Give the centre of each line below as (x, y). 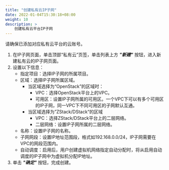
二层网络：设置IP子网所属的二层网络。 (75, 124)
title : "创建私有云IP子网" (31, 10)
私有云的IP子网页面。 (39, 61)
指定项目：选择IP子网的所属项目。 (55, 74)
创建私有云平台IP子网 (34, 29)
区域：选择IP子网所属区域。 (49, 80)
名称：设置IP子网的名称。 (47, 131)
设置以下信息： (28, 67)
